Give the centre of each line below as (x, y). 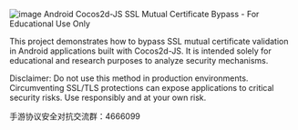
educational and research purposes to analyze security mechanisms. (139, 60)
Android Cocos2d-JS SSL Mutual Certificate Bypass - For (152, 14)
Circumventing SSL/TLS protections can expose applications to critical (142, 88)
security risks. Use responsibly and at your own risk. (108, 97)
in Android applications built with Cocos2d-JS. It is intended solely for (140, 51)
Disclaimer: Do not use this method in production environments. (129, 78)
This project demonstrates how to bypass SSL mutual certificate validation (149, 41)
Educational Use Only (50, 24)
